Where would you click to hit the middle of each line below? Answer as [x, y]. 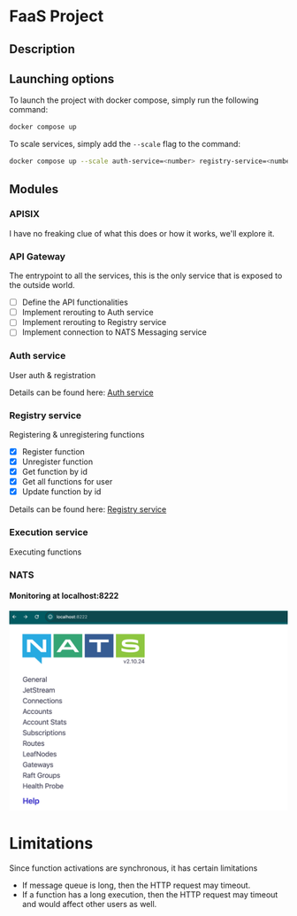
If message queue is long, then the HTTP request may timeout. [136, 885]
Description [42, 49]
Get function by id [55, 472]
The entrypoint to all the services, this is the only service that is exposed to [146, 276]
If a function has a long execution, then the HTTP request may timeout [150, 894]
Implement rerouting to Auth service [88, 313]
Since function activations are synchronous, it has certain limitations [133, 868]
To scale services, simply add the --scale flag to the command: [125, 144]
